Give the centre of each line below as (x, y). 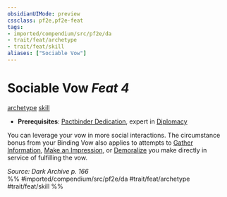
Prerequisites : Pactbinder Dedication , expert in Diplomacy (103, 121)
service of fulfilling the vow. (48, 157)
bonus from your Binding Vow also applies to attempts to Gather (100, 143)
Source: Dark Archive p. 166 (48, 171)
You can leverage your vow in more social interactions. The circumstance (114, 135)
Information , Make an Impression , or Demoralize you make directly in (107, 150)
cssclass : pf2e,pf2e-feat (45, 20)
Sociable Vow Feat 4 (68, 88)
